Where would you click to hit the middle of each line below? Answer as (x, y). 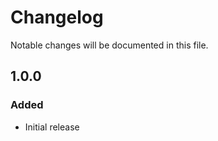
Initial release (52, 127)
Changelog (57, 17)
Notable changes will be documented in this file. (109, 45)
